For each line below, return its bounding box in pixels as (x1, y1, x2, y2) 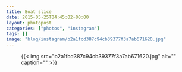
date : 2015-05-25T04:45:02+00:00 (6, 14, 89, 20)
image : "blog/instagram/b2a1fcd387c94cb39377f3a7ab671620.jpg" (6, 36, 167, 42)
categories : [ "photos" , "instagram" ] (6, 25, 100, 32)
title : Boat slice (6, 8, 52, 15)
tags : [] (6, 31, 28, 37)
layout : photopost (6, 20, 52, 26)
